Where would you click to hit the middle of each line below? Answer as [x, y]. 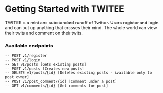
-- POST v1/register [26, 56]
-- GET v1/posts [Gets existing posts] [46, 65]
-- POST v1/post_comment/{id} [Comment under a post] [61, 82]
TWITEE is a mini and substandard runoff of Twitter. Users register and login [82, 23]
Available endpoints [29, 46]
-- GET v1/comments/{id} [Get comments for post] [57, 86]
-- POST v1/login [23, 60]
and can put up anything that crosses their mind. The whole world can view [81, 27]
